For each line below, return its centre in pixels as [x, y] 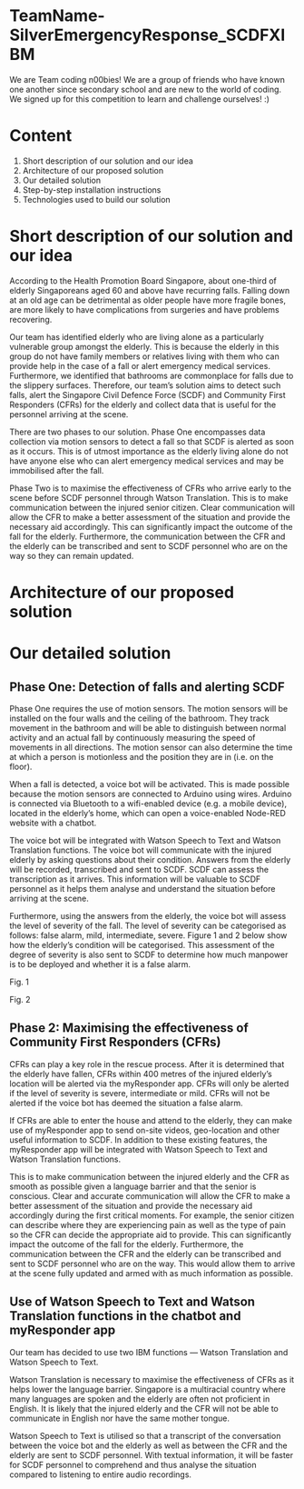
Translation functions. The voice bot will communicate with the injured [141, 850]
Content [41, 136]
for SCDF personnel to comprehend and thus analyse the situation [133, 1464]
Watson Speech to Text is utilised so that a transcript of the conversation [145, 1435]
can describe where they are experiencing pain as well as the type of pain [147, 1224]
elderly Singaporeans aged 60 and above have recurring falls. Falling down [150, 290]
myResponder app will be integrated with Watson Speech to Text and [138, 1149]
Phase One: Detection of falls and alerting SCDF [147, 687]
